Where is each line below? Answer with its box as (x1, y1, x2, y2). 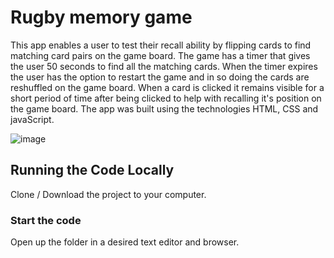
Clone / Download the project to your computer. (10, 188, 207, 200)
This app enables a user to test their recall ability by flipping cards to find (10, 39, 312, 51)
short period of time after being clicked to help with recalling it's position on (10, 92, 322, 104)
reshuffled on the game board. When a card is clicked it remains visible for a (10, 81, 325, 93)
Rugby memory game (10, 6, 193, 29)
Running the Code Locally (10, 162, 175, 179)
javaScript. (10, 113, 55, 125)
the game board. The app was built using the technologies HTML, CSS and (10, 102, 319, 115)
